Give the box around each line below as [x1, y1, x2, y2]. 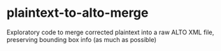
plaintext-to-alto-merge [6, 5, 149, 21]
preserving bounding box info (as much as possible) [6, 35, 157, 43]
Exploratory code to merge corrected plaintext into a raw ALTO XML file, [6, 28, 215, 36]
